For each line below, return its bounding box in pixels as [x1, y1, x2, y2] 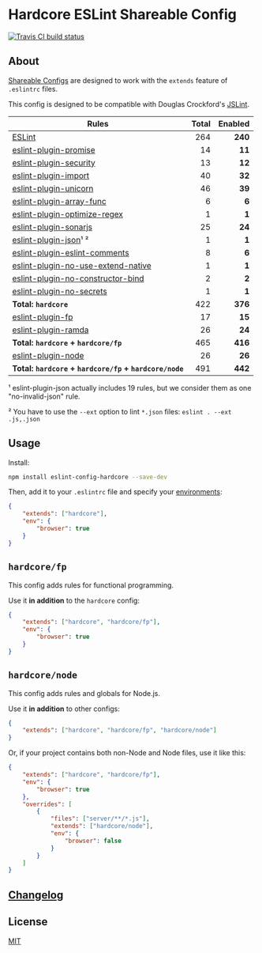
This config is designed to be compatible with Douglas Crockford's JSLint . [8, 99, 250, 108]
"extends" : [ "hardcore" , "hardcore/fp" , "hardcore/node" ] [22, 726, 217, 735]
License [8, 915, 48, 928]
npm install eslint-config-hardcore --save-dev [8, 473, 168, 481]
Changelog [8, 888, 64, 902]
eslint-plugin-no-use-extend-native [12, 259, 152, 270]
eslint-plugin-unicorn [12, 183, 94, 194]
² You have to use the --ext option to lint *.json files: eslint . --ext [8, 407, 232, 416]
